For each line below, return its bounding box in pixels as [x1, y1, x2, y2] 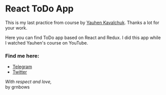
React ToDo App [5, 3, 74, 14]
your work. [5, 24, 27, 30]
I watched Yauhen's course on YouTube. [5, 39, 88, 45]
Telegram [12, 63, 32, 70]
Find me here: [5, 52, 39, 59]
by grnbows [5, 84, 30, 90]
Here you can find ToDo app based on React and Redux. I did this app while [5, 34, 161, 40]
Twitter [12, 69, 27, 75]
